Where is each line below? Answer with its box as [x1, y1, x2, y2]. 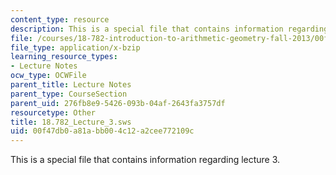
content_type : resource [10, 14, 110, 25]
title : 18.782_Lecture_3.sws [10, 117, 132, 127]
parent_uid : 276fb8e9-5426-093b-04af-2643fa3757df [10, 98, 226, 108]
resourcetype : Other [10, 107, 97, 118]
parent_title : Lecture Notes [10, 80, 132, 90]
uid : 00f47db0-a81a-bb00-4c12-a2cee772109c [10, 126, 195, 136]
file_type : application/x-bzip [10, 42, 141, 53]
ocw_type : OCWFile [10, 71, 87, 81]
